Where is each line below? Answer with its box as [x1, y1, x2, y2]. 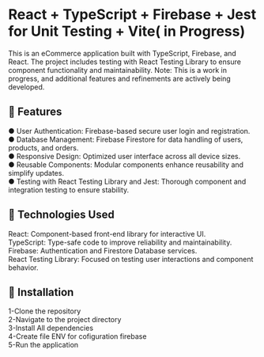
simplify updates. [8, 168, 65, 177]
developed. [8, 82, 45, 92]
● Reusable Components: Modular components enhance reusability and [8, 160, 243, 169]
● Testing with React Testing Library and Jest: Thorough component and [8, 177, 247, 186]
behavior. [8, 263, 39, 272]
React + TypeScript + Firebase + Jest [8, 6, 257, 24]
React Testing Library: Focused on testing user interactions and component [8, 254, 254, 264]
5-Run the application [8, 340, 79, 350]
